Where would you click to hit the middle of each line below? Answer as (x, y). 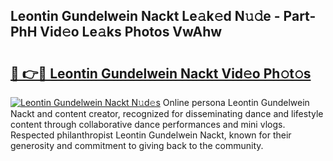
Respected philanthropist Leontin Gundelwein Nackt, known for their (151, 135)
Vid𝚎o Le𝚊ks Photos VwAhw (131, 32)
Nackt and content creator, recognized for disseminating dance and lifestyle (167, 113)
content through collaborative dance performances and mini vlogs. (148, 124)
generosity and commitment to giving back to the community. (137, 145)
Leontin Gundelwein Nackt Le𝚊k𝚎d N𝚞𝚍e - (145, 16)
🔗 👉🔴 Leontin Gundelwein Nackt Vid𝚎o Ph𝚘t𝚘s (161, 73)
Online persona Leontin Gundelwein (236, 102)
